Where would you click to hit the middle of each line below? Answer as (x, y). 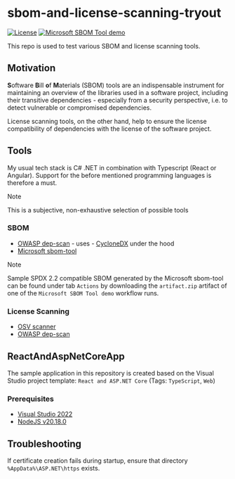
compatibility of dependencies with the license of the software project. (109, 129)
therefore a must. (32, 183)
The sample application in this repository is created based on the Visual (110, 373)
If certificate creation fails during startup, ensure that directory (98, 461)
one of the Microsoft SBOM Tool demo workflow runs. (83, 293)
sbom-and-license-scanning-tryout (114, 13)
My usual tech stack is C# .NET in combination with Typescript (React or (112, 167)
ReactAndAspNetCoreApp (66, 356)
